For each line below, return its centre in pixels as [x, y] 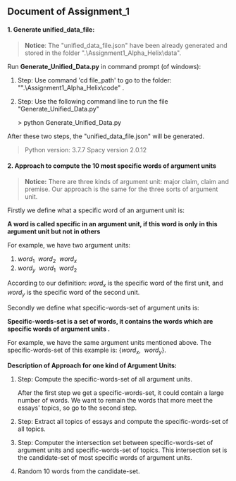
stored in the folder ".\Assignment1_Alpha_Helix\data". [103, 53]
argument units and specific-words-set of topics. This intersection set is [122, 450]
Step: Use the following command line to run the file [93, 101]
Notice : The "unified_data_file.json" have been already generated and [126, 45]
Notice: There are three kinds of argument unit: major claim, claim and [126, 181]
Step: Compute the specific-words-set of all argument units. [105, 379]
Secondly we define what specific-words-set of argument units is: [103, 308]
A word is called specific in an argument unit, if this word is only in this [112, 224]
